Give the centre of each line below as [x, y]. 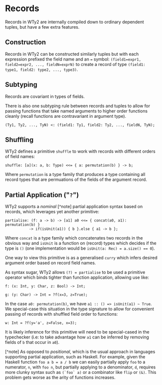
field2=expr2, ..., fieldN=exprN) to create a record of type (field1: [75, 64]
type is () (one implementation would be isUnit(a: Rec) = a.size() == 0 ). [80, 248]
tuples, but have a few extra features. [42, 27]
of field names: [20, 157]
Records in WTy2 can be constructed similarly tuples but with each [72, 54]
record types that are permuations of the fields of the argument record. [76, 179]
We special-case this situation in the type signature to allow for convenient [80, 309]
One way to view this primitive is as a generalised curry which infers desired [81, 258]
